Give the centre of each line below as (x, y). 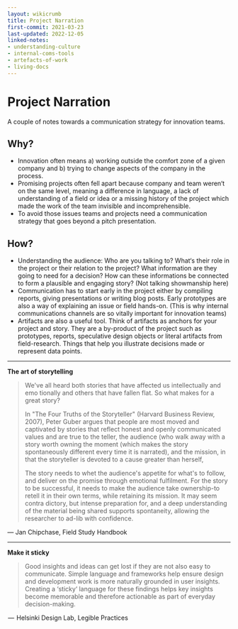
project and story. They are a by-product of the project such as (109, 329)
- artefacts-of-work (38, 60)
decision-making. (50, 604)
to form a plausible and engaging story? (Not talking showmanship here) (123, 283)
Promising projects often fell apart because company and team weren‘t (121, 184)
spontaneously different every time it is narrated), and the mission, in (125, 452)
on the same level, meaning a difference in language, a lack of (108, 191)
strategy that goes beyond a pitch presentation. (87, 221)
